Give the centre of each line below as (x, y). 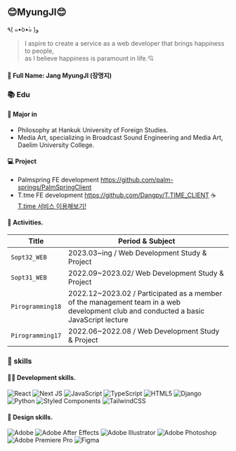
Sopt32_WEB (29, 257)
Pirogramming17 (36, 335)
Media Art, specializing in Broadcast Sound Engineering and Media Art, (120, 137)
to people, (39, 51)
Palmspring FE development (58, 179)
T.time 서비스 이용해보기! (52, 206)
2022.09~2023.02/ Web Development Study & (146, 273)
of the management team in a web (124, 302)
